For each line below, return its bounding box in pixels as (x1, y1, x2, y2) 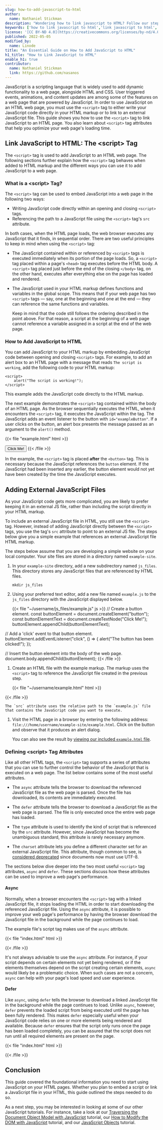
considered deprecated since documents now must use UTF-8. (12, 854, 139, 860)
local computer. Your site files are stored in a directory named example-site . (5, 553, 157, 560)
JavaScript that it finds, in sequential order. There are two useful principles (5, 236, 154, 241)
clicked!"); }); (5, 641, 32, 647)
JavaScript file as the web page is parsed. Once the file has (12, 789, 131, 796)
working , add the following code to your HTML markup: (5, 365, 115, 370)
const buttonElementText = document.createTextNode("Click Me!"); (12, 616, 148, 622)
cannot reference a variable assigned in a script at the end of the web (12, 321, 152, 327)
